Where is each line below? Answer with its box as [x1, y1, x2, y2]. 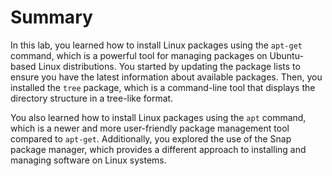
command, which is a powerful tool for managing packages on [10, 49, 268, 61]
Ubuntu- [269, 49, 304, 61]
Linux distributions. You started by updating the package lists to [38, 60, 301, 72]
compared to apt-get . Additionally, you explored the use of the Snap [10, 132, 292, 145]
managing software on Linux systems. [10, 154, 167, 166]
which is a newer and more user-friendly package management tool [10, 122, 290, 134]
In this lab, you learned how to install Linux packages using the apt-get [10, 39, 303, 51]
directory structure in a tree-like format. [10, 92, 174, 104]
